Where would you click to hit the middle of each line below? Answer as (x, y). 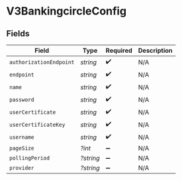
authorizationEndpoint (42, 62)
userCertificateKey (37, 125)
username (22, 137)
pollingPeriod (30, 158)
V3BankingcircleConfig (67, 11)
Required (119, 51)
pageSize (22, 148)
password (22, 99)
